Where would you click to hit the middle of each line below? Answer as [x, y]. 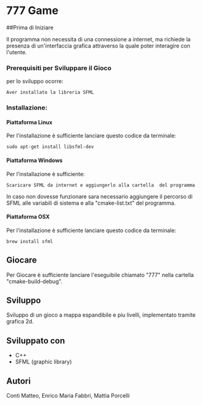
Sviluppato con [36, 341]
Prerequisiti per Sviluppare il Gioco [59, 68]
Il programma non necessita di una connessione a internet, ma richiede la [99, 39]
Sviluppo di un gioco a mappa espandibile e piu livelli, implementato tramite [101, 315]
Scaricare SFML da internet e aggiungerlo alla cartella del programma [101, 185]
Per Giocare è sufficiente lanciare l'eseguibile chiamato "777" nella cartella [100, 275]
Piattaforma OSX [28, 217]
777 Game [33, 11]
